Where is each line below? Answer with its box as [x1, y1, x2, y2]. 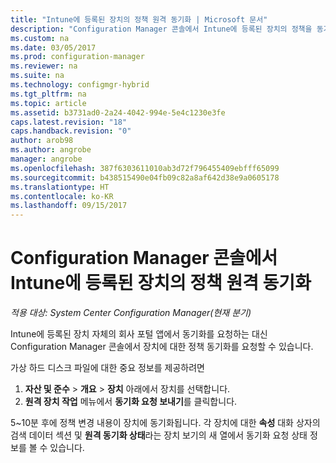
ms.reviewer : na [10, 61, 78, 71]
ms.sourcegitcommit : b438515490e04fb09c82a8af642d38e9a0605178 [10, 172, 280, 183]
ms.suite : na [10, 71, 65, 81]
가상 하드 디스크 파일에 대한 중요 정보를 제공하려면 [10, 362, 205, 374]
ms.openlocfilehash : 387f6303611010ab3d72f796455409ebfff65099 [10, 163, 280, 173]
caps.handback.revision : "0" [10, 126, 132, 136]
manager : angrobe [10, 154, 83, 164]
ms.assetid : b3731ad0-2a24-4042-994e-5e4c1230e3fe [10, 107, 226, 118]
